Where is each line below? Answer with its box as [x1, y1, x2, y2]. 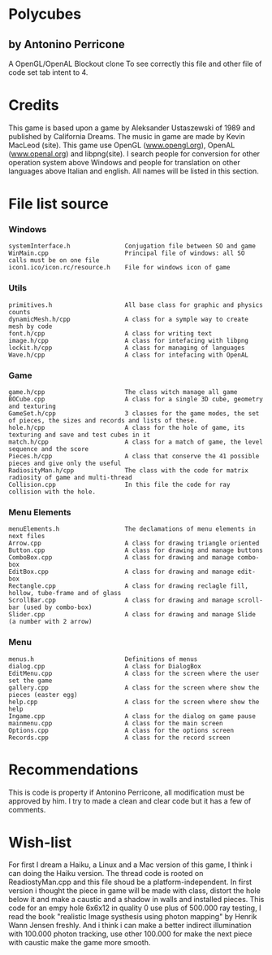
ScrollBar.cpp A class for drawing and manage [8, 596, 234, 605]
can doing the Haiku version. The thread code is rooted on [8, 869, 204, 878]
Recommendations [8, 760, 139, 778]
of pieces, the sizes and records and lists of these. [8, 417, 198, 425]
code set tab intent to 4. [8, 68, 89, 77]
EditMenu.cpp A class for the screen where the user [8, 669, 260, 677]
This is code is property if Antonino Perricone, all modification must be [8, 787, 245, 797]
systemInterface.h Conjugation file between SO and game [8, 242, 256, 251]
